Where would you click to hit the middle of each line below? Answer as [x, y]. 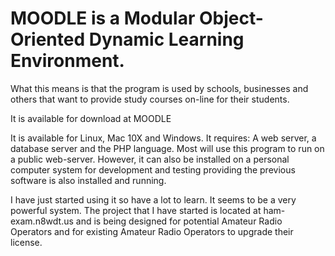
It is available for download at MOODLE [91, 118]
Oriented [48, 39]
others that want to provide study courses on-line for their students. [150, 99]
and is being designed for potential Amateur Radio [179, 221]
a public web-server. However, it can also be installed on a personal [150, 159]
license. [26, 242]
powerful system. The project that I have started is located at [136, 210]
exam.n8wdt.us [42, 221]
